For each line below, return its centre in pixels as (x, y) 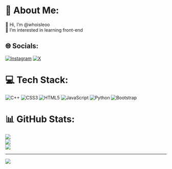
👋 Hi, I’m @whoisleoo (28, 25)
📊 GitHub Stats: (40, 119)
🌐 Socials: (22, 46)
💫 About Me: (32, 10)
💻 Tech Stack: (37, 80)
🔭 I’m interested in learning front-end (44, 30)
